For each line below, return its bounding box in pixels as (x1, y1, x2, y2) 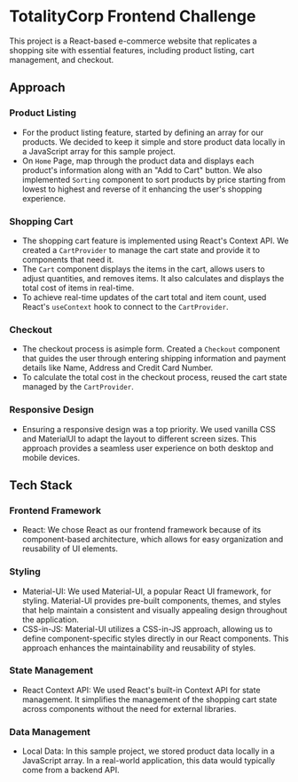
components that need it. (21, 254, 114, 265)
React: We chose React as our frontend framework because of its (21, 525, 262, 535)
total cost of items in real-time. (21, 282, 135, 293)
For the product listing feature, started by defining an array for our (21, 127, 264, 138)
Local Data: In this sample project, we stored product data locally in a (21, 746, 275, 756)
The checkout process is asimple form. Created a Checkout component (21, 344, 281, 354)
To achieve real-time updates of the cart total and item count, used (21, 291, 267, 303)
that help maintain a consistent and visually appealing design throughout (21, 604, 288, 615)
